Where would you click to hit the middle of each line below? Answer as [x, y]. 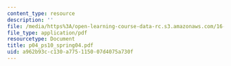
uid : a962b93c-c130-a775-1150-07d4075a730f [70, 52]
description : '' [30, 20]
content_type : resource [41, 13]
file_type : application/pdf [47, 33]
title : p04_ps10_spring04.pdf [51, 45]
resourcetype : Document [41, 39]
